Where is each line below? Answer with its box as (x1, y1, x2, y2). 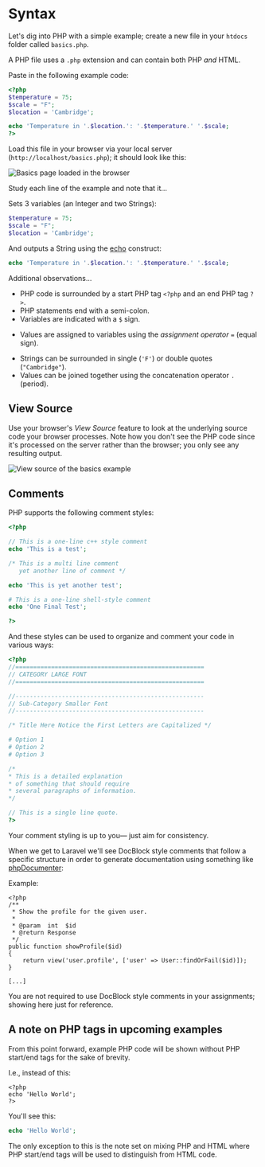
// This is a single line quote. (8, 809, 119, 817)
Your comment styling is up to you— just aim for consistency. (8, 830, 209, 840)
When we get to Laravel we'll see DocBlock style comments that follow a (8, 845, 247, 856)
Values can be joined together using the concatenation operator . (19, 370, 235, 380)
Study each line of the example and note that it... (8, 184, 168, 193)
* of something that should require (8, 779, 130, 788)
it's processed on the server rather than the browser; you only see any (8, 439, 240, 450)
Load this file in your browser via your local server (8, 144, 173, 154)
